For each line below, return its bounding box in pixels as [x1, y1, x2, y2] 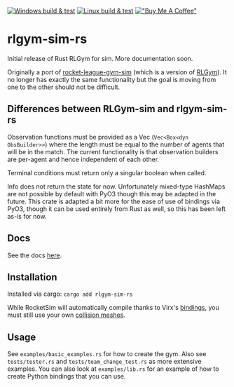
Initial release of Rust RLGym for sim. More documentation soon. [7, 54, 193, 62]
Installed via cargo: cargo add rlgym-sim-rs [7, 290, 133, 298]
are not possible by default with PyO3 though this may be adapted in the [7, 189, 216, 198]
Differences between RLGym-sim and [7, 103, 175, 115]
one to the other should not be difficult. [7, 83, 121, 91]
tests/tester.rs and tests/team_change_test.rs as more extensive [7, 358, 202, 366]
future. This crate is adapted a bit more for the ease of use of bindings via [7, 197, 221, 205]
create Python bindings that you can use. [7, 372, 126, 381]
